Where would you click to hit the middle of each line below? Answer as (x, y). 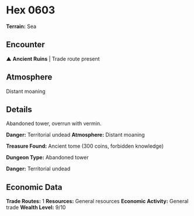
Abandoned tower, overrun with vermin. (54, 124)
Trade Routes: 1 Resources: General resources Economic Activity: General (97, 201)
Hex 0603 (31, 10)
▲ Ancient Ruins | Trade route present (53, 58)
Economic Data (34, 187)
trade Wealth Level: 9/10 (36, 207)
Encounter (25, 45)
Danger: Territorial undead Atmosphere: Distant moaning (75, 135)
